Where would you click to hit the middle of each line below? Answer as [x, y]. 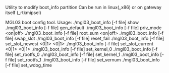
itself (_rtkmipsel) [23, 13]
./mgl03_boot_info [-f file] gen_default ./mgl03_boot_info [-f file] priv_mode [83, 28]
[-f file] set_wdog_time [29, 65]
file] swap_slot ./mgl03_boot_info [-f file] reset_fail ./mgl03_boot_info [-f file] [85, 38]
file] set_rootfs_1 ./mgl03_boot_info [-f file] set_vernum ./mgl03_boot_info [84, 60]
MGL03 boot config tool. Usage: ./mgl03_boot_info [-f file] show [72, 22]
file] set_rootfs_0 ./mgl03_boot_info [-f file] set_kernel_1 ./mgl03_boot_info [82, 54]
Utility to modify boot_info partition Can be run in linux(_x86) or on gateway [83, 7]
